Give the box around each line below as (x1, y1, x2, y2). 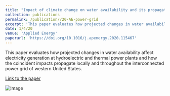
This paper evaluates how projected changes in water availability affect (5, 49, 154, 56)
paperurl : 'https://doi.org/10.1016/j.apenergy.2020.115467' (5, 36, 137, 41)
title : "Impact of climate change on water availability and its (5, 7, 146, 13)
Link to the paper (5, 75, 41, 81)
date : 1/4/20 (5, 26, 33, 31)
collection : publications (5, 12, 60, 17)
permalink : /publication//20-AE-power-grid (5, 17, 99, 22)
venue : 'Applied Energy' (5, 31, 58, 36)
